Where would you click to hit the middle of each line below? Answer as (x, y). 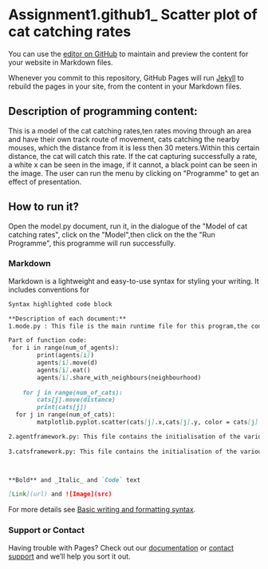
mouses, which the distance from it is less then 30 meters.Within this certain (134, 147)
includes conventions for (49, 289)
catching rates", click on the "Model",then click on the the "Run (112, 234)
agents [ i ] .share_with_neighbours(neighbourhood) (119, 377)
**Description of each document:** (67, 318)
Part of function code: (48, 340)
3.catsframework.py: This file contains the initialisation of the (123, 452)
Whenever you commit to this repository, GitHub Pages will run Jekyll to (126, 78)
